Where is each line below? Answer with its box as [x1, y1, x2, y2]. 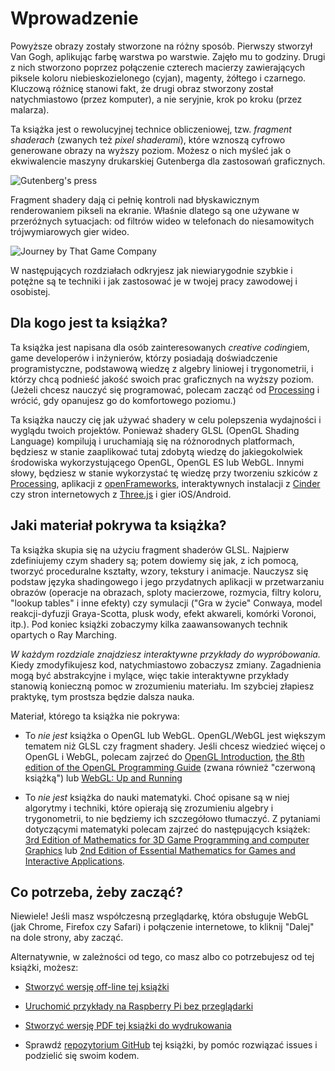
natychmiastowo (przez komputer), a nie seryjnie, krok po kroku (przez [10, 93, 303, 105]
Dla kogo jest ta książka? [10, 315, 168, 332]
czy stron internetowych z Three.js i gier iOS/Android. [10, 488, 232, 500]
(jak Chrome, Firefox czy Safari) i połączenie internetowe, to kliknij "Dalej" [10, 921, 315, 933]
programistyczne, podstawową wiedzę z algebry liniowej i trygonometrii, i [10, 362, 314, 374]
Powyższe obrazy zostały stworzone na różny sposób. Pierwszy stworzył [10, 40, 313, 52]
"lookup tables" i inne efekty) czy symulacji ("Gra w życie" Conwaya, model [10, 597, 323, 609]
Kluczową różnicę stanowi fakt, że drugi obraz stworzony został [10, 82, 274, 94]
